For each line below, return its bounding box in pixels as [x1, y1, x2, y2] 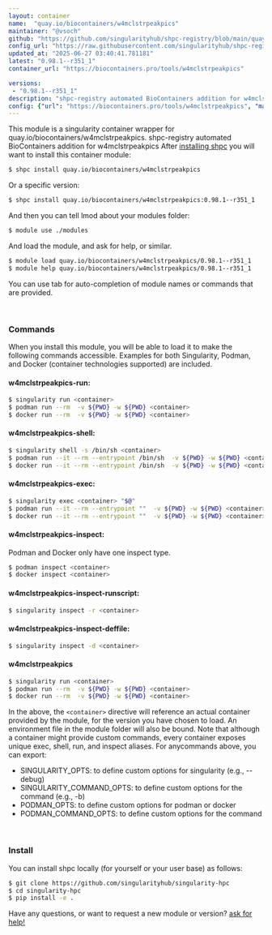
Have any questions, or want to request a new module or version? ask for [8, 909, 253, 919]
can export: [8, 750, 47, 760]
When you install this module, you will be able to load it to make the [8, 341, 233, 351]
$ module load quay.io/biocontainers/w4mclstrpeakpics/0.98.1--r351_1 [8, 256, 252, 264]
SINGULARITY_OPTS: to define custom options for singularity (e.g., [19, 766, 244, 775]
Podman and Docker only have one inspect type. [8, 547, 172, 557]
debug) [19, 774, 45, 784]
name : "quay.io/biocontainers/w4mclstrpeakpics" [8, 19, 180, 28]
